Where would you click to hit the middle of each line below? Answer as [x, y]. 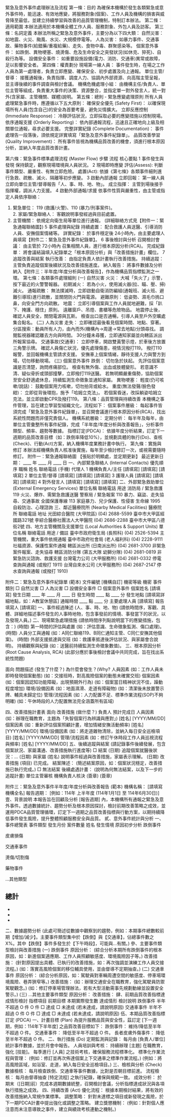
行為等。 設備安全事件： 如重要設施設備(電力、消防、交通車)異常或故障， [86, 58]
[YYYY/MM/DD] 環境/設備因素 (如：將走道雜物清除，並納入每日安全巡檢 [80, 731]
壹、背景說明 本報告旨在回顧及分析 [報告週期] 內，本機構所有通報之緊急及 [82, 799]
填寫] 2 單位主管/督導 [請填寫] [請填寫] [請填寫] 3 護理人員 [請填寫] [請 [86, 475]
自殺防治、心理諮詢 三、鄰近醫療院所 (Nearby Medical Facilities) [80, 507]
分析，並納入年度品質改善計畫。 [39, 148]
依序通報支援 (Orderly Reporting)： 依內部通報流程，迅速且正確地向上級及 [83, 122]
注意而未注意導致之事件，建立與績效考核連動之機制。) [61, 1109]
